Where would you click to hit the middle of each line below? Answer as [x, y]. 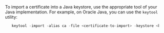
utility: [11, 17]
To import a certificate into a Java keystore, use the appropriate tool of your [81, 7]
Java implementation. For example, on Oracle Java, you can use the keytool [82, 12]
